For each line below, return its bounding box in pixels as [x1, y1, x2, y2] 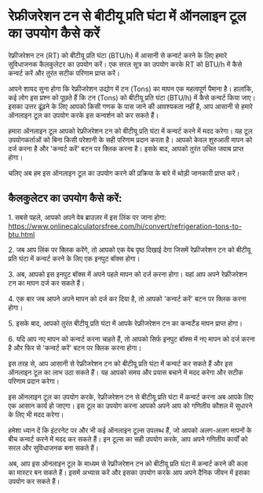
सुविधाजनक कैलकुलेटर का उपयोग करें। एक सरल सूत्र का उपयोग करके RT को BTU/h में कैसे [8, 59, 243, 69]
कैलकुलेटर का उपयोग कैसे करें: [8, 192, 122, 205]
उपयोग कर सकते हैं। [8, 477, 60, 486]
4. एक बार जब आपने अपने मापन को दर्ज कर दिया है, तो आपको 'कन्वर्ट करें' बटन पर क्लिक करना [8, 294, 247, 303]
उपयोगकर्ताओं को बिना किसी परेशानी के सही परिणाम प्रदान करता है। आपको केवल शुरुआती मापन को [8, 135, 253, 144]
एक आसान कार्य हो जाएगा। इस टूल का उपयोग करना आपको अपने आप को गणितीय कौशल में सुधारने [8, 400, 253, 411]
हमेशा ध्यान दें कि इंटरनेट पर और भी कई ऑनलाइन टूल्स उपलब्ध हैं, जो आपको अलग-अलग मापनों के [8, 425, 252, 435]
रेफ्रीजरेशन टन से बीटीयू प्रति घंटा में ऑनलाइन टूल [8, 7, 247, 25]
